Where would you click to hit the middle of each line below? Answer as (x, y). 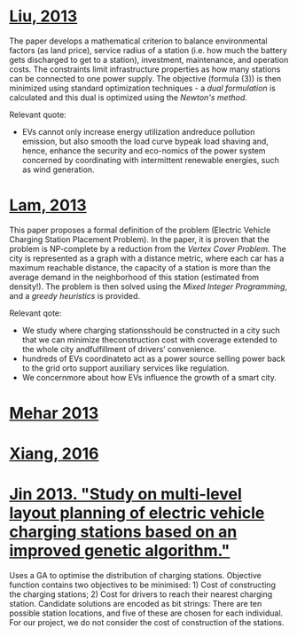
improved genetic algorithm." (120, 551)
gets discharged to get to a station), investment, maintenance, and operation (149, 59)
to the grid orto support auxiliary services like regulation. (125, 368)
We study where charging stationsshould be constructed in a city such (151, 330)
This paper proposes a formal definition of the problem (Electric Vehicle (140, 230)
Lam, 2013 (48, 205)
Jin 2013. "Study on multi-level (125, 495)
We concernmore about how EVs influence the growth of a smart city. (149, 377)
